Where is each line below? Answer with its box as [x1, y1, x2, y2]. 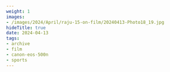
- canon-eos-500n [6, 52, 49, 57]
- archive [6, 41, 31, 47]
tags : [6, 35, 19, 41]
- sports [6, 57, 28, 63]
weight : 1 [6, 8, 31, 15]
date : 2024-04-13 [6, 30, 49, 36]
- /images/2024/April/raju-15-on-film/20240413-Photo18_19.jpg [6, 19, 165, 25]
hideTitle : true [6, 24, 46, 31]
